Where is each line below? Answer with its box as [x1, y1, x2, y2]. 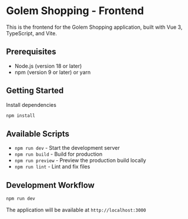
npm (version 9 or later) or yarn [14, 69, 91, 76]
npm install [6, 113, 35, 119]
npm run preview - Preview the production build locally [14, 157, 146, 164]
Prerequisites [6, 47, 56, 57]
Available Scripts [6, 129, 69, 139]
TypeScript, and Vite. [6, 29, 57, 36]
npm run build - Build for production [14, 151, 103, 158]
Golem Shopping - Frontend [6, 4, 144, 18]
